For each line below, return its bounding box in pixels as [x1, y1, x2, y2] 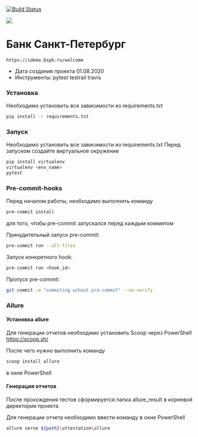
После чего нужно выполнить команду [6, 347, 105, 354]
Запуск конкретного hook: [6, 254, 73, 261]
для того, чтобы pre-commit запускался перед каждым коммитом [6, 220, 174, 227]
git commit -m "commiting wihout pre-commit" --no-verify [6, 287, 153, 293]
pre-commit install [6, 209, 55, 215]
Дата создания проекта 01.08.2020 [14, 67, 104, 74]
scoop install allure [6, 358, 60, 365]
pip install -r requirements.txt [6, 113, 89, 120]
